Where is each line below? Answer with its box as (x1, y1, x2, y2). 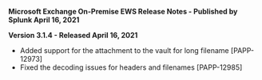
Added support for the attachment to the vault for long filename (19, 46, 229, 55)
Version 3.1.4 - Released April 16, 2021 (8, 31, 138, 40)
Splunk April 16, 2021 (8, 15, 80, 25)
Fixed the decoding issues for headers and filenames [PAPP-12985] (19, 63, 243, 72)
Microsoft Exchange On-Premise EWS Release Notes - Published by (8, 7, 238, 16)
